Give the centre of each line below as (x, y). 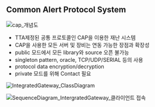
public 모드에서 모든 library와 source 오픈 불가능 (72, 52)
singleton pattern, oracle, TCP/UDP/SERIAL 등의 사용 (79, 59)
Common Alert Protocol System (66, 10)
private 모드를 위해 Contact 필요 (53, 73)
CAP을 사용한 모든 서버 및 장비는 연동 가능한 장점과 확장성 (82, 45)
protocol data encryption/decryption (59, 66)
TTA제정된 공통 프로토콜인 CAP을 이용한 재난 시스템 (75, 37)
